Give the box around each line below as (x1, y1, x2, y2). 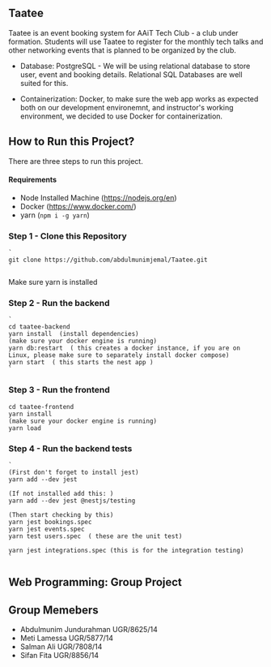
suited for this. (19, 78, 69, 88)
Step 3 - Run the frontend (8, 385, 111, 396)
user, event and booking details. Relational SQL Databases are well (19, 69, 243, 80)
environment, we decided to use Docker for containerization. (19, 111, 223, 121)
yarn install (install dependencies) (8, 330, 139, 338)
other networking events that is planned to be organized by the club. (8, 45, 237, 55)
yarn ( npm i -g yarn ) (19, 210, 91, 220)
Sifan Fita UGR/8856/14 (19, 651, 100, 661)
